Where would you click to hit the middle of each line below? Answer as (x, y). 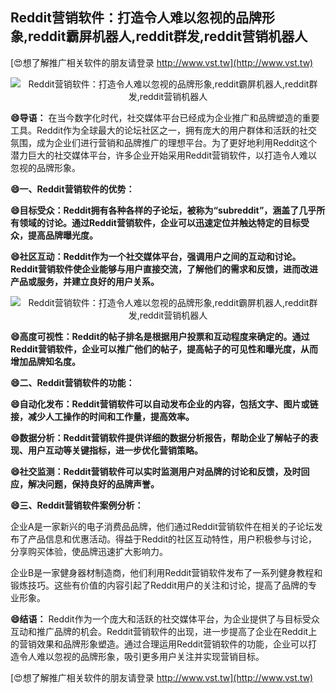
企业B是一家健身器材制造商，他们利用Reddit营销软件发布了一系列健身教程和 (166, 572)
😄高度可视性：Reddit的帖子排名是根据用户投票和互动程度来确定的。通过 (160, 336)
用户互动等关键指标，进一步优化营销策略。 (115, 450)
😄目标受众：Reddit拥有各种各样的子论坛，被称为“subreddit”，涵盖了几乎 (163, 210)
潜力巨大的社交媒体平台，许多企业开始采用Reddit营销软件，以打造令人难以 (164, 155)
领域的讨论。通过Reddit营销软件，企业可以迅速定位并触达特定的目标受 (164, 222)
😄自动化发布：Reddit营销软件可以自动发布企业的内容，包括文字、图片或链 (164, 404)
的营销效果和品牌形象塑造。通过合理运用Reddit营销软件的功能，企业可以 (159, 644)
